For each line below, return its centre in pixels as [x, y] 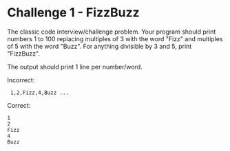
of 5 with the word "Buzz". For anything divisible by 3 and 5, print [100, 46]
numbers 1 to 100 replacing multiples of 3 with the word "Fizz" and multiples [115, 38]
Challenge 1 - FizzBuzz [73, 13]
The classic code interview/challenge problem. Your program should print [112, 32]
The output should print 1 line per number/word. [75, 67]
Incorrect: [21, 80]
